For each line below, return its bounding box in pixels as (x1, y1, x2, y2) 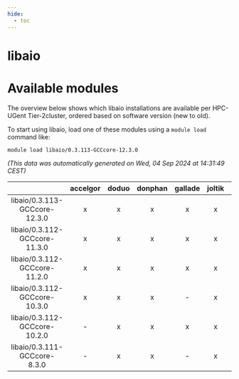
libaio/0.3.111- (11, 342, 63, 352)
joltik (207, 183, 225, 193)
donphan (136, 183, 169, 193)
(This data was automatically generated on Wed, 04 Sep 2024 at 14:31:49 (7, 159, 225, 167)
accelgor (70, 183, 101, 193)
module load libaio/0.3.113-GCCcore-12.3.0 (7, 146, 139, 154)
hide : (7, 10, 23, 18)
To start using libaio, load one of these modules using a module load (7, 125, 207, 134)
